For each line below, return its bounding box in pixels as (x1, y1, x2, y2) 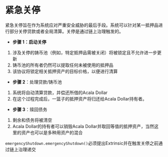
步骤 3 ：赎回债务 (12, 106, 47, 112)
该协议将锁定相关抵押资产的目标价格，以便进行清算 (12, 68, 118, 74)
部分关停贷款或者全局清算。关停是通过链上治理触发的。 (9, 28, 123, 34)
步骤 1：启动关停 (12, 38, 46, 45)
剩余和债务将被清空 (12, 117, 52, 123)
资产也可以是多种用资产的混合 (21, 129, 83, 135)
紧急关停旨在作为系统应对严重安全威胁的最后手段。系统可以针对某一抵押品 (5, 22, 158, 28)
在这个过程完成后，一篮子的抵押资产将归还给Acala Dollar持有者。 (12, 95, 147, 101)
